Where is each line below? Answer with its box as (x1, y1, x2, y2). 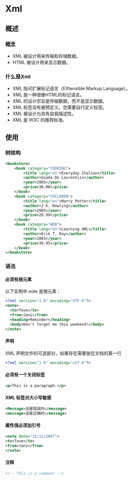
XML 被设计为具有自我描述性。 (12, 111, 76, 117)
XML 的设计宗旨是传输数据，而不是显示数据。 (12, 98, 107, 104)
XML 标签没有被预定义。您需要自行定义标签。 (12, 104, 107, 111)
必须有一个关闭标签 (5, 372, 45, 378)
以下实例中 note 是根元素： (5, 288, 61, 294)
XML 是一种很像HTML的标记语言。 (12, 92, 84, 98)
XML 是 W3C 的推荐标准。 (12, 117, 67, 123)
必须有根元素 (5, 276, 32, 282)
